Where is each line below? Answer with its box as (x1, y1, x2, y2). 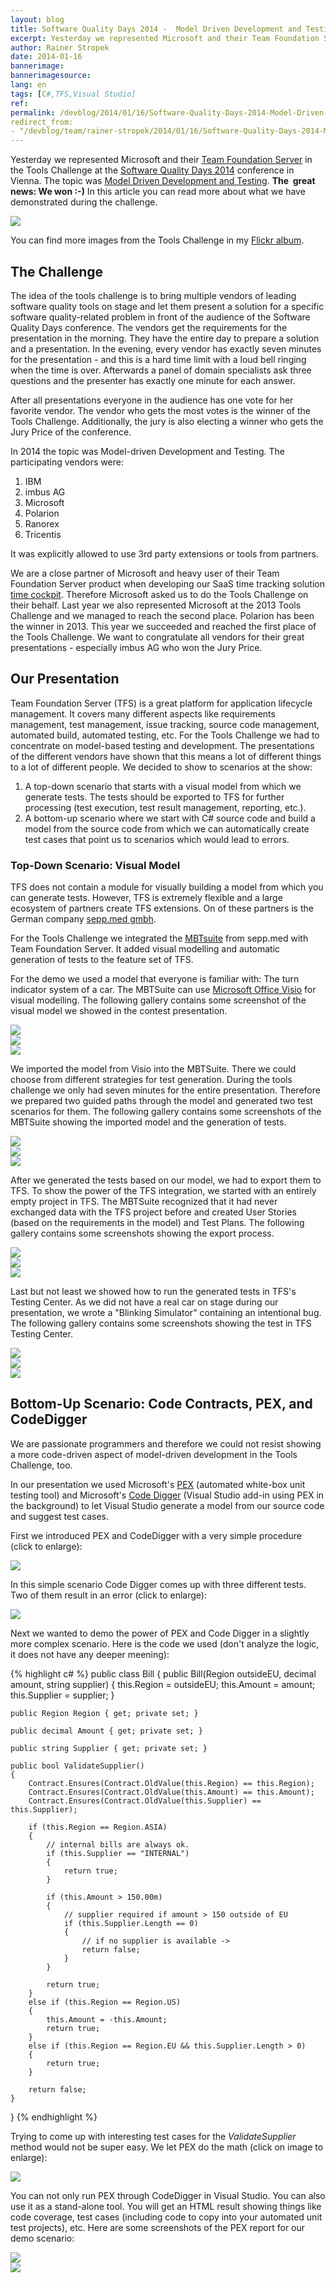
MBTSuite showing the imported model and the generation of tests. (10, 1116, 287, 1128)
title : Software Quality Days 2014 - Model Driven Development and (10, 24, 302, 34)
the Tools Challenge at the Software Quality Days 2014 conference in (10, 164, 295, 176)
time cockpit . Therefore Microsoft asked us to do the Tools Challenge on (10, 588, 309, 600)
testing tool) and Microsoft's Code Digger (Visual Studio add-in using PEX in (10, 1489, 325, 1501)
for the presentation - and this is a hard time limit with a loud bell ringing (10, 353, 307, 365)
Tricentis (24, 528, 62, 540)
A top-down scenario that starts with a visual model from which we (24, 780, 302, 792)
